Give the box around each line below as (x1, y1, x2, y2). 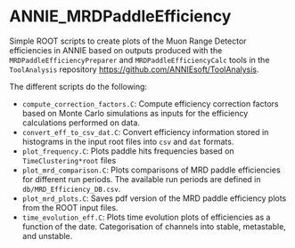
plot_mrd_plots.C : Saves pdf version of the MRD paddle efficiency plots (21, 193, 287, 204)
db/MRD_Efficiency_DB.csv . (21, 183, 121, 194)
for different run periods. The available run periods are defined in (21, 173, 261, 184)
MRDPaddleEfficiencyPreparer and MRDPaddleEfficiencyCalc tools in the (9, 54, 270, 65)
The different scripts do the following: (9, 81, 148, 92)
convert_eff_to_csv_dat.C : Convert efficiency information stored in (21, 126, 269, 137)
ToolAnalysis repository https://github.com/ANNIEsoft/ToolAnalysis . (9, 64, 260, 75)
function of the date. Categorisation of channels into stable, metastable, (21, 220, 287, 232)
